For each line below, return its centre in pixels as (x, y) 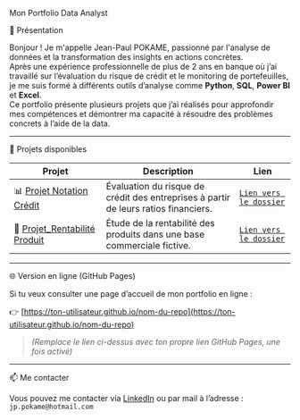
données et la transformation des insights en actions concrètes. (126, 57)
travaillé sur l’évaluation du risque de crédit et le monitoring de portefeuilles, (149, 76)
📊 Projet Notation (51, 190)
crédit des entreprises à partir (168, 197)
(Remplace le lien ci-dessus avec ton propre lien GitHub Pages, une (156, 342)
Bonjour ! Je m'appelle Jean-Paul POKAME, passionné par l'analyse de (140, 47)
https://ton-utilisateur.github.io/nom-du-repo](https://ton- (129, 311)
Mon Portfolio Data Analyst (59, 13)
